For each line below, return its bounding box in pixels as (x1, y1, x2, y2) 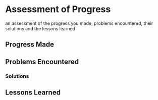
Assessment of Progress (5, 4, 111, 15)
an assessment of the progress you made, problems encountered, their (5, 20, 153, 26)
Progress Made (5, 40, 55, 49)
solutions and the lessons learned (5, 25, 76, 31)
